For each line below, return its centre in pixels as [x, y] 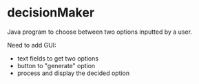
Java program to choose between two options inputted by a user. [100, 32]
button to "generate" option [56, 65]
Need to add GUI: [32, 45]
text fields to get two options [57, 58]
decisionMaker [51, 13]
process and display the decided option [73, 73]
